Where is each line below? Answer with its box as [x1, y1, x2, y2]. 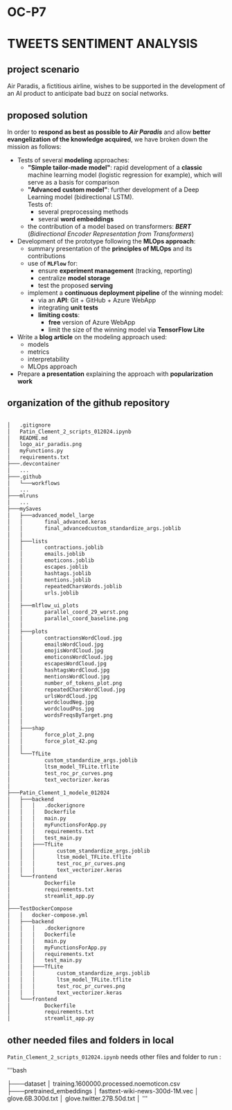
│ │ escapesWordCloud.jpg [7, 660, 107, 667]
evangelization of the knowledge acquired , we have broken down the [7, 135, 208, 143]
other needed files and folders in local [7, 1034, 175, 1046]
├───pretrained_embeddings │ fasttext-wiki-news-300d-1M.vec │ [7, 1087, 199, 1095]
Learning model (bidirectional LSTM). [27, 193, 134, 201]
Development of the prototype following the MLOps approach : [17, 237, 196, 245]
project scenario [7, 63, 80, 75]
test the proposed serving [37, 282, 113, 289]
